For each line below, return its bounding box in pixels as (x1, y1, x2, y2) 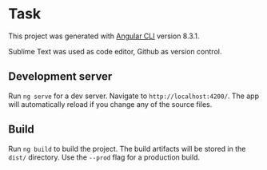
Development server (8, 69, 113, 84)
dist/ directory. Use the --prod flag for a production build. (8, 152, 200, 162)
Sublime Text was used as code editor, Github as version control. (8, 46, 222, 56)
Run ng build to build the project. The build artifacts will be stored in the (8, 144, 246, 153)
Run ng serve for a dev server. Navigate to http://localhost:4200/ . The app (8, 91, 260, 101)
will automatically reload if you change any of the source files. (8, 99, 213, 109)
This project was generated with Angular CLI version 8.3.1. (8, 31, 200, 41)
